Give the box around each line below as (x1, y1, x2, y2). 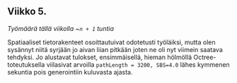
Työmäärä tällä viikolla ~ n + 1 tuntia (7, 24, 115, 32)
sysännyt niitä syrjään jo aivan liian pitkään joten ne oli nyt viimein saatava (7, 45, 223, 53)
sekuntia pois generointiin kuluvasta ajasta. (7, 68, 133, 76)
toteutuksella (7, 60, 45, 69)
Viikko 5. (7, 6, 47, 18)
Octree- (193, 53, 216, 61)
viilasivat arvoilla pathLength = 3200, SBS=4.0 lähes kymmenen (46, 60, 230, 69)
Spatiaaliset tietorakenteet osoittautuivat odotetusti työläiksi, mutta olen (7, 38, 216, 46)
